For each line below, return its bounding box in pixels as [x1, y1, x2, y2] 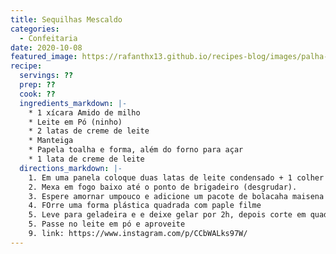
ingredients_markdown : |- [19, 98, 128, 108]
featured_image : [10, 52, 78, 62]
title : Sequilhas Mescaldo [10, 14, 123, 25]
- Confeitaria [19, 33, 78, 43]
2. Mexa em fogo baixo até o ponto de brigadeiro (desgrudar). [28, 182, 298, 192]
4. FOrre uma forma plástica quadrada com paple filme [28, 201, 262, 211]
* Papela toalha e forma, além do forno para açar [28, 145, 244, 155]
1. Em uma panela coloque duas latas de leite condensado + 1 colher [28, 172, 325, 183]
